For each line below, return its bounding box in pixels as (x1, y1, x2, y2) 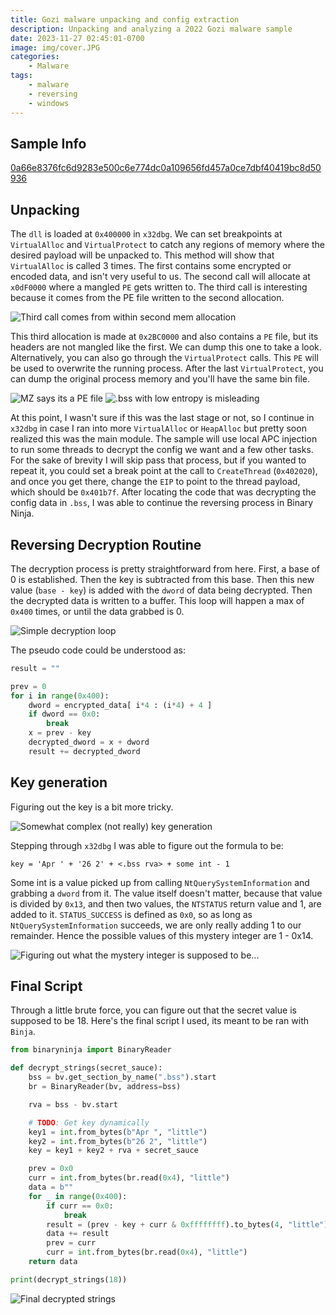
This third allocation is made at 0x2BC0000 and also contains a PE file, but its (10, 331, 319, 343)
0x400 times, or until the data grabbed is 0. (10, 605, 185, 617)
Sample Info (10, 135, 87, 152)
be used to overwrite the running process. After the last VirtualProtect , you (10, 362, 324, 375)
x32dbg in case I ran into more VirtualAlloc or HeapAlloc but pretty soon (10, 422, 307, 435)
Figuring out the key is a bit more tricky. (10, 801, 174, 813)
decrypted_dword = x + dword (28, 737, 150, 748)
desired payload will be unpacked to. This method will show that (10, 249, 275, 261)
